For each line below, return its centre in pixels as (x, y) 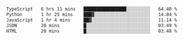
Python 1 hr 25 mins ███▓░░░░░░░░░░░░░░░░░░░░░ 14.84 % (92, 14)
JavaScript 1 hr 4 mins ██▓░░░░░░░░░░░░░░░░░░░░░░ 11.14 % (92, 20)
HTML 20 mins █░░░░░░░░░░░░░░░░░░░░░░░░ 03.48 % (92, 31)
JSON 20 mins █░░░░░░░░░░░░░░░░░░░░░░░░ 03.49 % (92, 25)
